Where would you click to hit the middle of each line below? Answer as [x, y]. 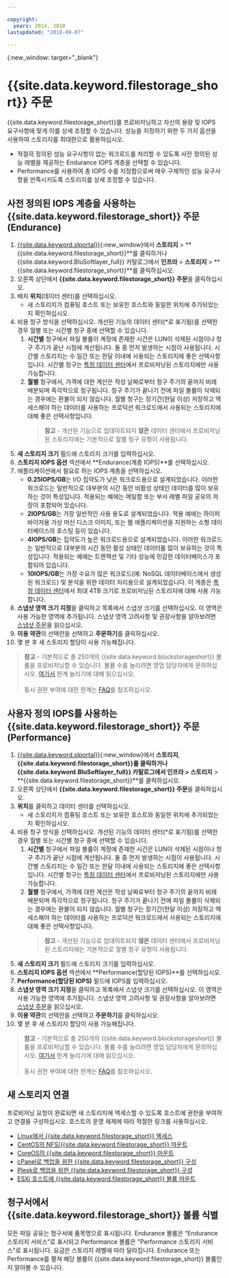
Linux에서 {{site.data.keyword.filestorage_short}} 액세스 [95, 1135]
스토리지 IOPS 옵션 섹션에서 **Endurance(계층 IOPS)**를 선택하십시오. [113, 463]
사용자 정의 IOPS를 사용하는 [62, 713]
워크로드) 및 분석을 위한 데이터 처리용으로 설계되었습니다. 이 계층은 [123, 582]
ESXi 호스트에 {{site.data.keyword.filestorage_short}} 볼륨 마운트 [106, 1179]
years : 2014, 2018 [40, 26]
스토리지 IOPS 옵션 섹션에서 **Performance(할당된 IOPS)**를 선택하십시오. [119, 972]
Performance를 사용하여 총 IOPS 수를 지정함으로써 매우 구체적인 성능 [110, 171]
